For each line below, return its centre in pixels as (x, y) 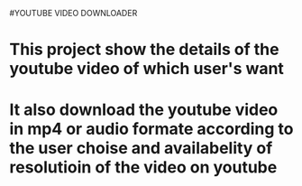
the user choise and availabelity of (141, 149)
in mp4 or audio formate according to (152, 129)
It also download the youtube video (144, 110)
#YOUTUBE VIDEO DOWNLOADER (73, 13)
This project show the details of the (144, 50)
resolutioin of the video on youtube (143, 167)
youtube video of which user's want (146, 69)
